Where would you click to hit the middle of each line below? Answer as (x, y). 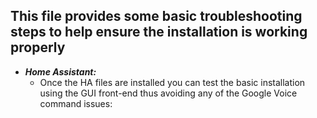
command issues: (76, 103)
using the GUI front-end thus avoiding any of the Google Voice (168, 93)
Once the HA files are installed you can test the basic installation (172, 82)
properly (38, 47)
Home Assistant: (60, 71)
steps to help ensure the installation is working (159, 32)
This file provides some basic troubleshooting (156, 16)
